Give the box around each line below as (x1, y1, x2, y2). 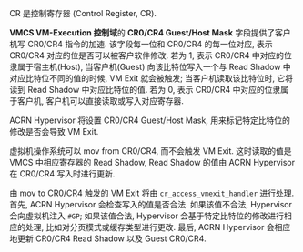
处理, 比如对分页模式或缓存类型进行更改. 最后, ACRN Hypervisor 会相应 (25, 222, 291, 232)
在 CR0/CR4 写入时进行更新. (9, 168, 116, 179)
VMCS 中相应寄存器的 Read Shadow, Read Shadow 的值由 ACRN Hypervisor (9, 157, 296, 167)
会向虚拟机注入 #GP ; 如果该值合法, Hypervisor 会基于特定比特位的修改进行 (9, 210, 285, 221)
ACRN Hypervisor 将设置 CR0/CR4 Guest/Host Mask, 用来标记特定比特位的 (9, 115, 291, 126)
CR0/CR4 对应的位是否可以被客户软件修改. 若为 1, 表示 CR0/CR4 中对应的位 (9, 50, 293, 61)
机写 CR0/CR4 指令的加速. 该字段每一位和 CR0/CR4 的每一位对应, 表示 (9, 39, 273, 49)
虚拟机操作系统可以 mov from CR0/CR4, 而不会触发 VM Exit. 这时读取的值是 (9, 146, 293, 156)
